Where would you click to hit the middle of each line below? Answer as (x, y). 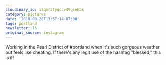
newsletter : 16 (21, 28)
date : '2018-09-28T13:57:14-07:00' (42, 19)
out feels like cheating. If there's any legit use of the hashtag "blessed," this (83, 52)
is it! (10, 58)
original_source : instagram (35, 33)
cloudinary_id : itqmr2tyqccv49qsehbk (45, 10)
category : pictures (26, 14)
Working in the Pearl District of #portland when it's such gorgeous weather (83, 47)
